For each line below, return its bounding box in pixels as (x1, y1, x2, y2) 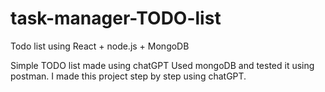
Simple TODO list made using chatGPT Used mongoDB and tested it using (10, 59, 315, 71)
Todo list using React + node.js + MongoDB (10, 40, 190, 52)
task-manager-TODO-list (10, 7, 222, 30)
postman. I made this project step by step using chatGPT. (10, 70, 247, 82)
